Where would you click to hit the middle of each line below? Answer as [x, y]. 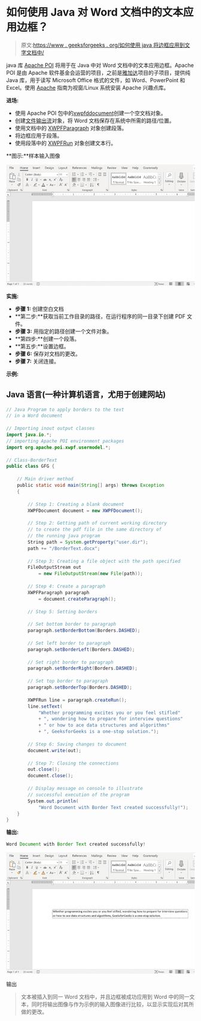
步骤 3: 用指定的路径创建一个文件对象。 [63, 331]
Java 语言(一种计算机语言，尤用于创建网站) [86, 395]
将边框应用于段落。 [39, 135]
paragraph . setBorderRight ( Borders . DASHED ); [83, 668]
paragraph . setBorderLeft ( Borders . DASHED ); [81, 649]
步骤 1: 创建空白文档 [39, 308]
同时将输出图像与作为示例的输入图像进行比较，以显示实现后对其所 [113, 1004]
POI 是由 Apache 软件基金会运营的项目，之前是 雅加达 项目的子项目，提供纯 [98, 72]
